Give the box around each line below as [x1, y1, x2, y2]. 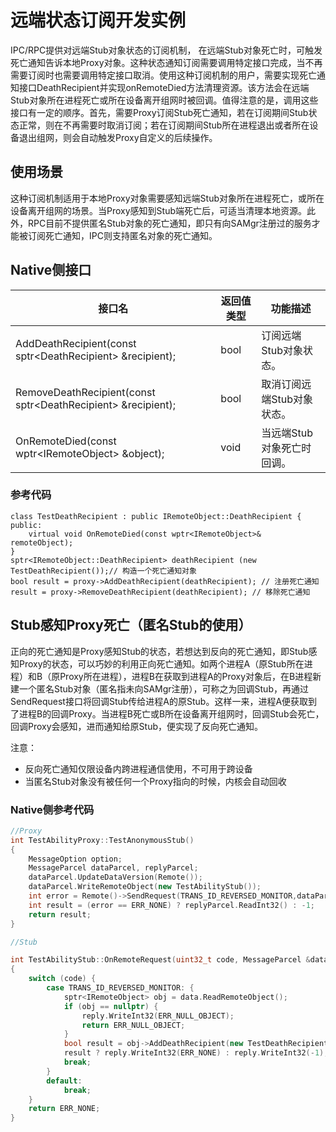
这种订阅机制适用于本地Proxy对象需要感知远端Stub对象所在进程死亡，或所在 [10, 192, 325, 204]
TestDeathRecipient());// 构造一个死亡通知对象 [10, 566, 197, 576]
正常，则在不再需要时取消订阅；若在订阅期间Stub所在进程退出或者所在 [18, 119, 310, 131]
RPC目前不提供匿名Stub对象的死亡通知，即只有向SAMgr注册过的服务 [27, 217, 312, 229]
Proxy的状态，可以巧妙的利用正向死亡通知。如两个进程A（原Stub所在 [18, 657, 305, 670]
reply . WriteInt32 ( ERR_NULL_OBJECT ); [81, 1011, 235, 1021]
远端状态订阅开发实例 [10, 9, 187, 32]
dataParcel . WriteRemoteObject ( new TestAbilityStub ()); [28, 882, 262, 892]
